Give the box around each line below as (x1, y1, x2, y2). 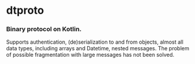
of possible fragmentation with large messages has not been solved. (6, 51, 175, 59)
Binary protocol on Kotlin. (6, 25, 82, 33)
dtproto (6, 4, 45, 17)
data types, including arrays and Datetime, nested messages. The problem (6, 45, 190, 52)
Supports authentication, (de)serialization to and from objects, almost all (6, 38, 184, 45)
